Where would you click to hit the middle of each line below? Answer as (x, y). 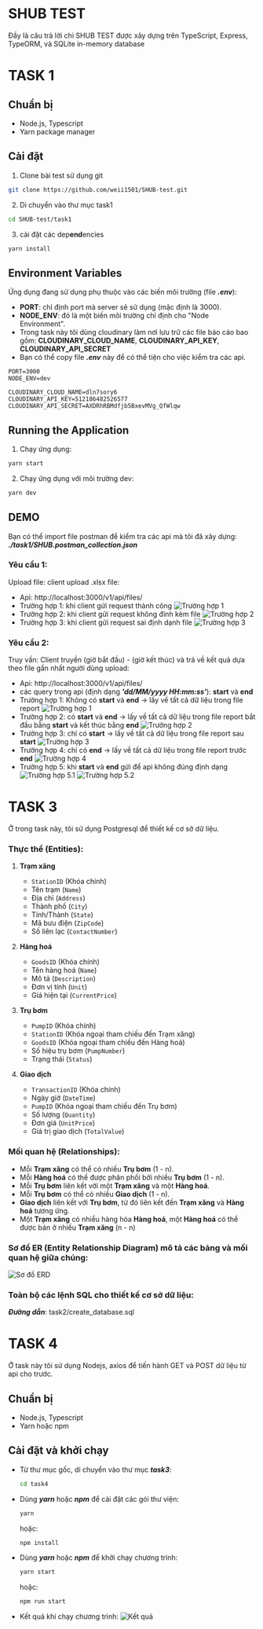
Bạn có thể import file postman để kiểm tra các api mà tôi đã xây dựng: (122, 536)
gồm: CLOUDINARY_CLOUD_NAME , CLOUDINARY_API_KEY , (119, 341)
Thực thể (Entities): (46, 849)
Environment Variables (65, 273)
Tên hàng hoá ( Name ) (64, 970)
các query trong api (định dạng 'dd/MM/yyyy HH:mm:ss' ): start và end (136, 692)
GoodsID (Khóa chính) (66, 962)
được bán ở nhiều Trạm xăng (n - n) (77, 1227)
